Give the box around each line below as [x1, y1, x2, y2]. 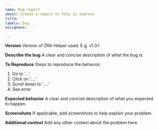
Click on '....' [12, 76, 37, 82]
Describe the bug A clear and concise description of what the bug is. [5, 52, 144, 58]
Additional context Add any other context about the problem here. [5, 120, 139, 126]
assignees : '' [5, 25, 34, 30]
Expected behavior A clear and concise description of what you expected [5, 96, 154, 102]
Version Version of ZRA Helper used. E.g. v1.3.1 [5, 43, 100, 49]
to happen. [5, 101, 27, 107]
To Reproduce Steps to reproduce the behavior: [5, 62, 101, 67]
